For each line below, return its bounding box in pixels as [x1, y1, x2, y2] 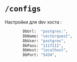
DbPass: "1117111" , [23, 43, 64, 48]
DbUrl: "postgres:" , [23, 28, 68, 34]
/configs [5, 4, 41, 14]
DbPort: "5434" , [23, 52, 57, 57]
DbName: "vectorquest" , [23, 34, 72, 39]
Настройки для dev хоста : [5, 19, 62, 25]
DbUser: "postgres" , [23, 38, 66, 43]
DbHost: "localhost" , [23, 48, 68, 53]
